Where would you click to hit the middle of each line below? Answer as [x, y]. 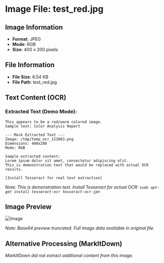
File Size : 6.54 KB [30, 77]
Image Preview [28, 207]
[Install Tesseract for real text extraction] [54, 178]
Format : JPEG [26, 39]
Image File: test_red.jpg [54, 9]
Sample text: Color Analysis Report [43, 126]
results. [14, 169]
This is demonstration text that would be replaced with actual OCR [77, 165]
